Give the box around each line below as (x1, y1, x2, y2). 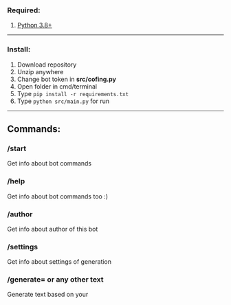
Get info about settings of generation (7, 258, 112, 266)
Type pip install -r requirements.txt (16, 89, 129, 98)
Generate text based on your (7, 291, 89, 299)
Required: (7, 5, 41, 15)
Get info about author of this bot (7, 225, 98, 233)
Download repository (16, 60, 77, 69)
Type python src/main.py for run (16, 97, 110, 105)
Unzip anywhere (16, 67, 64, 76)
